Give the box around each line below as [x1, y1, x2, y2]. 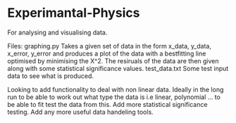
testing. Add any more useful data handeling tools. [7, 108, 154, 116]
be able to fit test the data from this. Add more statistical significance [7, 100, 208, 108]
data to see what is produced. [7, 72, 94, 80]
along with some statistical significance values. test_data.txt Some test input [7, 64, 229, 72]
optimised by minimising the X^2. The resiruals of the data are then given [7, 56, 220, 65]
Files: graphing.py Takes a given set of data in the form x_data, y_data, [7, 41, 211, 50]
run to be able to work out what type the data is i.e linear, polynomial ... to [7, 93, 221, 101]
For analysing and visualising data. [7, 28, 108, 37]
